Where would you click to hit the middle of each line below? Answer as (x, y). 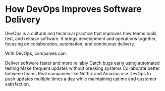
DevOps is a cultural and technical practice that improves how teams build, (82, 33)
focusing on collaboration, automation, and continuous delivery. (70, 44)
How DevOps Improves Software (74, 9)
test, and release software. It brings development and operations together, (81, 39)
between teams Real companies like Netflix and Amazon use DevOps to (78, 73)
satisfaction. (18, 84)
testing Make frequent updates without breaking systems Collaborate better (82, 68)
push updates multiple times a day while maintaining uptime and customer (81, 79)
